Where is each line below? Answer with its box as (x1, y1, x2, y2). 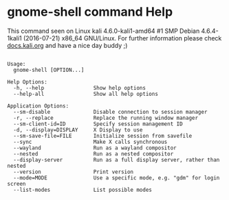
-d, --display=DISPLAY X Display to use (13, 126, 143, 134)
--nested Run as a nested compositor (13, 150, 174, 158)
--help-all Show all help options (13, 90, 158, 97)
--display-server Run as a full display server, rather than (13, 156, 220, 163)
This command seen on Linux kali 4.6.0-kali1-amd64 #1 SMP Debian (7, 27, 200, 35)
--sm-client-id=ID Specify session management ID (13, 121, 184, 127)
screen (7, 180, 26, 187)
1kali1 (7, 34, 22, 42)
